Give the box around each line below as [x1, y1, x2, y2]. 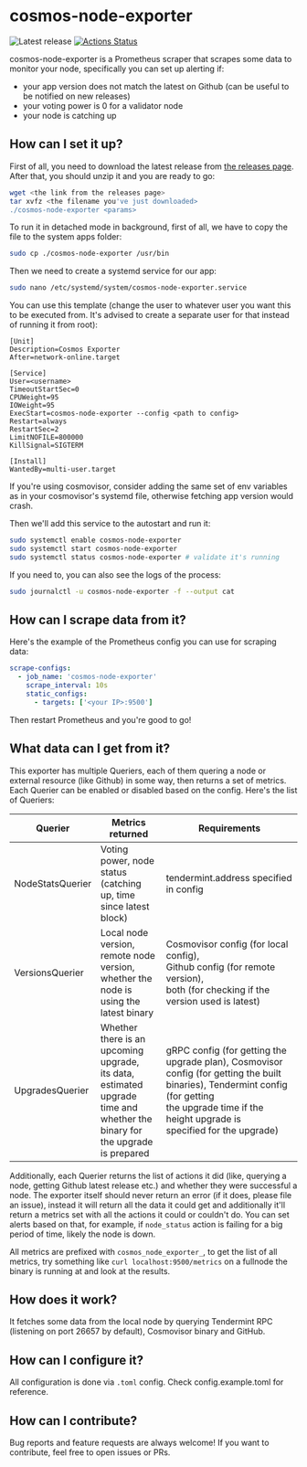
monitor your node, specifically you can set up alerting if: [9, 63, 225, 74]
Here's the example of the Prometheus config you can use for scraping [9, 636, 277, 647]
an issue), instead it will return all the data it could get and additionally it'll [9, 1199, 286, 1210]
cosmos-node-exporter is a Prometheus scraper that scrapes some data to [9, 53, 292, 64]
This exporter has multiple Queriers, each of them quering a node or [9, 765, 267, 776]
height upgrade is [165, 1112, 242, 1125]
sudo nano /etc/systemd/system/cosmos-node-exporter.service [9, 283, 248, 292]
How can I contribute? [9, 1413, 138, 1429]
